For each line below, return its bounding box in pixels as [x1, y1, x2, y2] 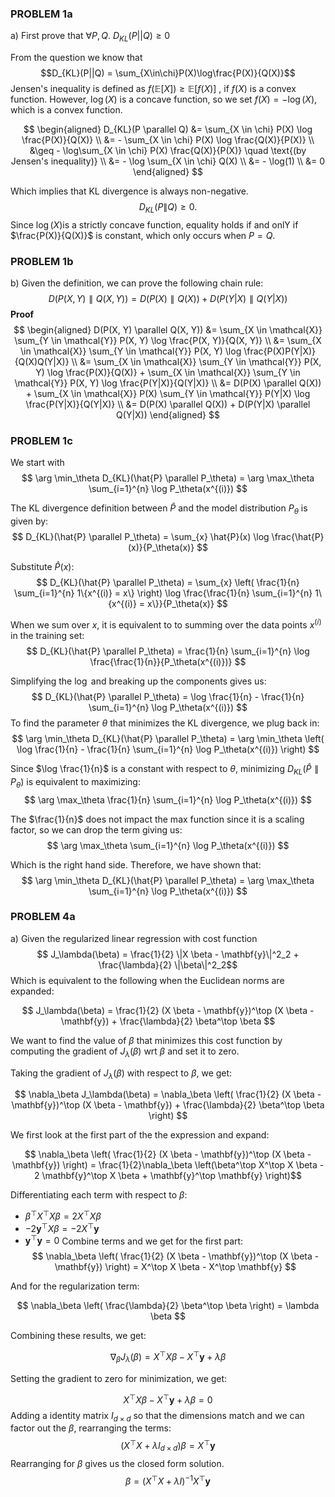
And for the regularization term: [10, 1280, 140, 1292]
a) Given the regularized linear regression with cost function [10, 932, 258, 944]
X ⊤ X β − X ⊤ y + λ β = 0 [123, 1392, 213, 1406]
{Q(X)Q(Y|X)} [14, 356, 70, 368]
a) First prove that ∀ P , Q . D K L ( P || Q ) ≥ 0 [10, 30, 171, 44]
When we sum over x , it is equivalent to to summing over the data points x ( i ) [10, 617, 322, 631]
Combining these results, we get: [10, 1330, 147, 1342]
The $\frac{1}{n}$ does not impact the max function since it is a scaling [10, 813, 305, 825]
